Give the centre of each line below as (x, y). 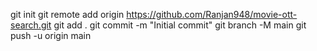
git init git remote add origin (67, 14)
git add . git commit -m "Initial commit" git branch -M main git (180, 25)
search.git (31, 25)
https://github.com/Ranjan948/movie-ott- (212, 14)
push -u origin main (51, 35)
